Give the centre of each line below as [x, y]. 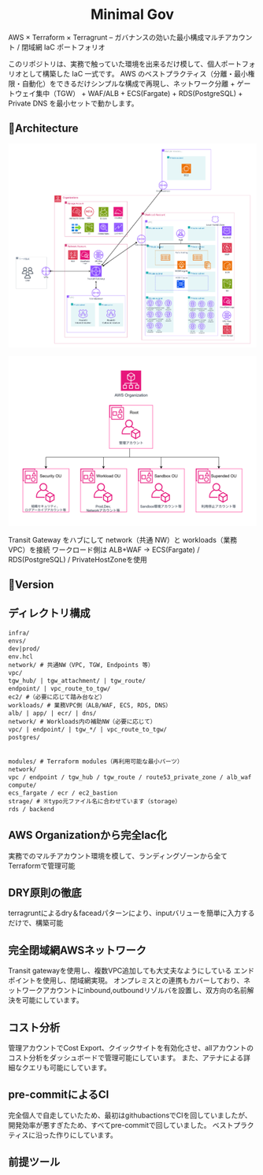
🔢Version [31, 584]
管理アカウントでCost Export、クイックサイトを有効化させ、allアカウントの [131, 1048]
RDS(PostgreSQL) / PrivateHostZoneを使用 [78, 559]
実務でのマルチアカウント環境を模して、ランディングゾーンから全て [118, 855]
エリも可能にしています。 [70, 1068]
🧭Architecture [43, 129]
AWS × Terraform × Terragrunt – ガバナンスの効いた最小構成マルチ [117, 37]
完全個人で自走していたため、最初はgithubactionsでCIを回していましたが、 [130, 1115]
